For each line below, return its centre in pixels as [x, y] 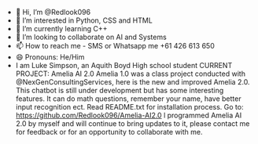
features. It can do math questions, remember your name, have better [128, 99]
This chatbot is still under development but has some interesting [120, 90]
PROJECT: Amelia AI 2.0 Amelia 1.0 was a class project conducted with [131, 74]
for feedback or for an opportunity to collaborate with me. [109, 132]
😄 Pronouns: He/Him [50, 57]
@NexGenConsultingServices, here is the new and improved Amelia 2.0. [133, 82]
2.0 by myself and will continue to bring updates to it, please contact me [133, 124]
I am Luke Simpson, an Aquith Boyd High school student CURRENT [124, 65]
